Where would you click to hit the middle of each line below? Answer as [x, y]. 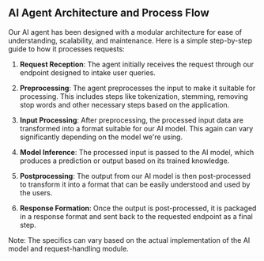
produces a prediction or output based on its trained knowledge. [124, 161]
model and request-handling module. [68, 248]
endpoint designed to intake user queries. [87, 72]
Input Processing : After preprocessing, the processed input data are [131, 120]
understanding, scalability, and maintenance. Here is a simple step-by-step [130, 40]
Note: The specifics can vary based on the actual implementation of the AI [129, 240]
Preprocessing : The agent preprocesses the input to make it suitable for [138, 88]
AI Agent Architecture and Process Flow [109, 13]
